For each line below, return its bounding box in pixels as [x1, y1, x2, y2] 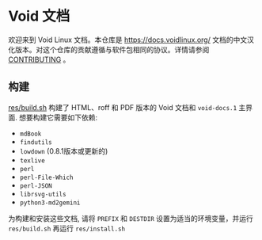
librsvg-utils [19, 190, 66, 198]
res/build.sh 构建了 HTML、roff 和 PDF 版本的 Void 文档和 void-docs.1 [8, 102, 237, 112]
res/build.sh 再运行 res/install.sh [8, 223, 126, 233]
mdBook [19, 130, 42, 138]
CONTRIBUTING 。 [8, 55, 70, 64]
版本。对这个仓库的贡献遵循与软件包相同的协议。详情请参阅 [14, 44, 210, 54]
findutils [19, 138, 53, 147]
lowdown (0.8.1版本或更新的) [19, 146, 108, 155]
